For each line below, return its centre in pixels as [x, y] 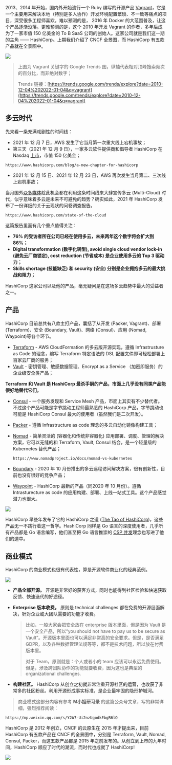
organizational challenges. [53, 674]
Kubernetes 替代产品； [37, 448]
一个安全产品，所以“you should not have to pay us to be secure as [95, 631]
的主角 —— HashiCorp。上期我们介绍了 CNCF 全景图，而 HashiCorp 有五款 [85, 40]
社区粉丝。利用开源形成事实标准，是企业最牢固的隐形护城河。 [91, 691]
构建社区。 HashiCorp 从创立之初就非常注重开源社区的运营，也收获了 [86, 684]
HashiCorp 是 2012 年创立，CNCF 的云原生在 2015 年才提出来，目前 [77, 728]
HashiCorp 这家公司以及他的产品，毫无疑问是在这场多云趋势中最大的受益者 [84, 286]
